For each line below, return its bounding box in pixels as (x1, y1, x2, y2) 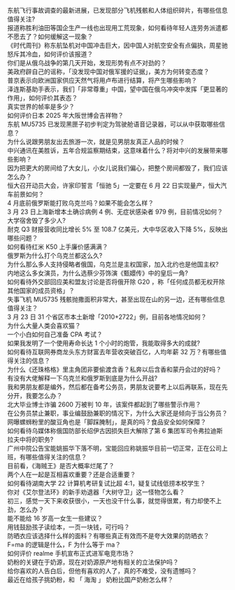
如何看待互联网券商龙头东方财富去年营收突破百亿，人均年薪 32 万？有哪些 (7, 348, 221, 356)
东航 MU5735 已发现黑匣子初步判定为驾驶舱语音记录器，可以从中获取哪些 (7, 120, 219, 128)
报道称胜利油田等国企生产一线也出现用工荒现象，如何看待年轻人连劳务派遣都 (7, 24, 228, 32)
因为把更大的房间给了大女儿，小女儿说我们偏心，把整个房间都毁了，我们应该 (7, 164, 228, 172)
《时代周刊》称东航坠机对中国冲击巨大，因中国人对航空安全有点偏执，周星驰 (7, 41, 228, 49)
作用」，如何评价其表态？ (7, 94, 78, 102)
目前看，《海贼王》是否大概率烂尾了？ (7, 462, 115, 469)
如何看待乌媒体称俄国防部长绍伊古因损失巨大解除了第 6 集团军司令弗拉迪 (7, 427, 217, 434)
